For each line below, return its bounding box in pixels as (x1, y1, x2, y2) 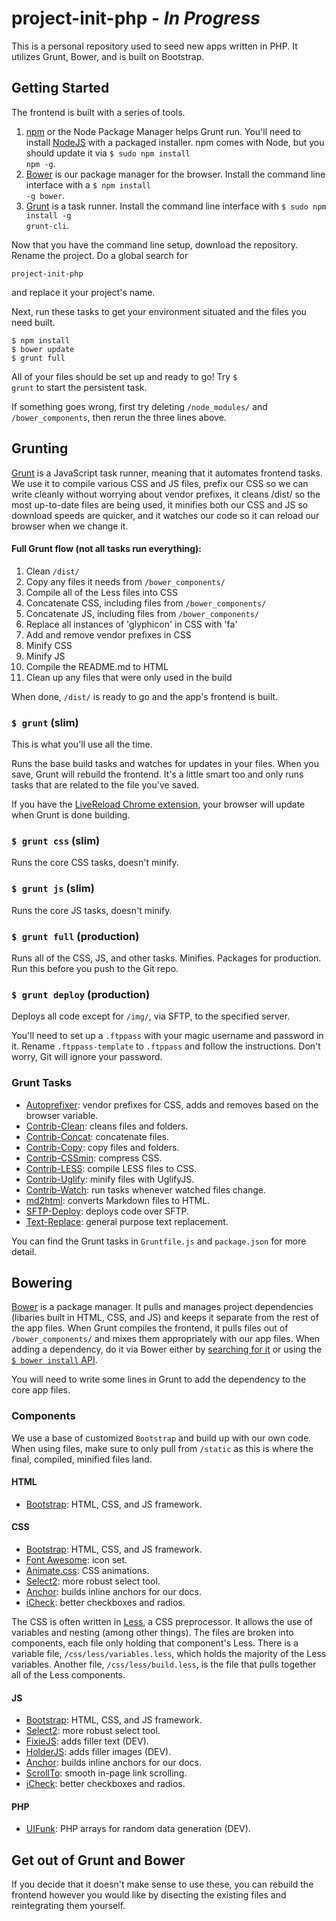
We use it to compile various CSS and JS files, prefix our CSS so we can (11, 477, 309, 489)
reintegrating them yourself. (11, 1900, 126, 1912)
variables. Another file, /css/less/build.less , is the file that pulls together (11, 1658, 317, 1671)
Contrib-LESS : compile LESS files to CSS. (25, 1162, 198, 1174)
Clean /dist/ (25, 565, 80, 577)
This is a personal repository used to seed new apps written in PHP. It (11, 40, 298, 52)
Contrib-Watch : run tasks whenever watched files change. (25, 1183, 267, 1196)
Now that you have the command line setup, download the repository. (11, 238, 299, 251)
